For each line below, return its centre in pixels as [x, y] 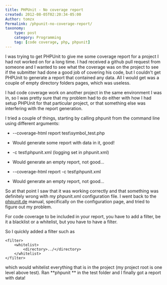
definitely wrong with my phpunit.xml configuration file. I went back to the [81, 196]
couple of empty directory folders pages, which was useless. [68, 83]
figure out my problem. [29, 207]
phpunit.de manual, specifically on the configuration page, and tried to [78, 201]
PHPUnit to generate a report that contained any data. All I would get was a [82, 77]
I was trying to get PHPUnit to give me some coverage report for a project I [82, 56]
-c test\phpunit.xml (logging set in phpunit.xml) [61, 152]
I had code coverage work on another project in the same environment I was [83, 92]
